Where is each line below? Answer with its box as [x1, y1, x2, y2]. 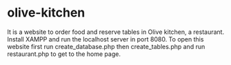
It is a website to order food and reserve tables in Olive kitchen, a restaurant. [7, 28, 225, 36]
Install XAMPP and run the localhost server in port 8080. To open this [7, 35, 204, 43]
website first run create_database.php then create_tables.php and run [7, 42, 205, 50]
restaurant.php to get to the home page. [7, 50, 121, 58]
